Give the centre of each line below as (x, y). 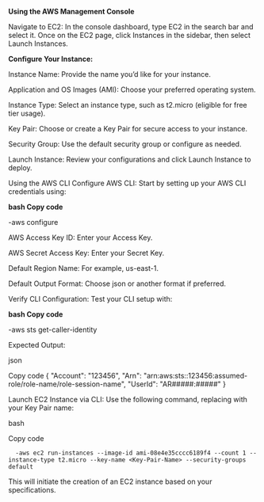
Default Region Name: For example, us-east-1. (83, 268)
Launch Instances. (38, 44)
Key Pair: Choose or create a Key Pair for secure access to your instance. (128, 129)
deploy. (21, 168)
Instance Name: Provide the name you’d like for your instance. (110, 74)
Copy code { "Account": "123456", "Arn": (75, 376)
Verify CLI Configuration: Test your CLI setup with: (90, 299)
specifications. (33, 490)
